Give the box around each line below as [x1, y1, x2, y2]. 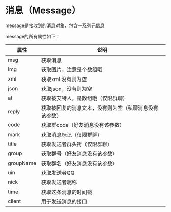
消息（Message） [5, 5, 81, 16]
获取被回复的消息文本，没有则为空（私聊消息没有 [41, 104, 159, 111]
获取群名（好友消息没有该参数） [41, 160, 118, 167]
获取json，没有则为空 [41, 85, 93, 92]
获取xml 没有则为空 [41, 75, 87, 83]
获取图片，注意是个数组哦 [41, 66, 103, 73]
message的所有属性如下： [5, 33, 60, 39]
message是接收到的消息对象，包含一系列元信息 [5, 22, 105, 29]
